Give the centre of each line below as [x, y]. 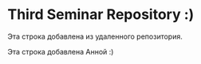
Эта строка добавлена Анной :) [61, 51]
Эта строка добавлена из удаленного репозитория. [95, 36]
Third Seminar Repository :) [101, 15]
